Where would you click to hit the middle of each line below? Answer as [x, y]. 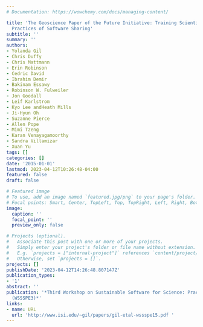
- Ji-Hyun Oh [23, 113]
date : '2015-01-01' [31, 163]
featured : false [27, 175]
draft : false [23, 180]
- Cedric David [25, 73]
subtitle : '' [23, 34]
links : [14, 303]
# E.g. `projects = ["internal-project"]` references [78, 253]
